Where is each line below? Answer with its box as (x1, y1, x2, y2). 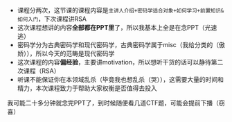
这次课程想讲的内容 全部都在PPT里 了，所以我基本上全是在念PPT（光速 (17, 24, 217, 31)
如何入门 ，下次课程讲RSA (17, 15, 87, 23)
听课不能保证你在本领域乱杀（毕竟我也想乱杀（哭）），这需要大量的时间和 (17, 76, 224, 83)
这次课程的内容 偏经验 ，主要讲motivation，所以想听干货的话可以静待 (17, 58, 211, 66)
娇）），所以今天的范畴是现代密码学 (17, 49, 115, 58)
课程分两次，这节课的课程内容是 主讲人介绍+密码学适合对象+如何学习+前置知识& (17, 6, 224, 14)
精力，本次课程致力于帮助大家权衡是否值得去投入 (17, 84, 157, 92)
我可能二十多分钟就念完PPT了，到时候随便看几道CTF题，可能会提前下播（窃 (7, 99, 225, 107)
